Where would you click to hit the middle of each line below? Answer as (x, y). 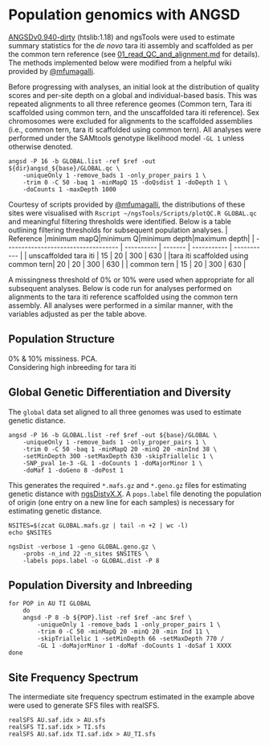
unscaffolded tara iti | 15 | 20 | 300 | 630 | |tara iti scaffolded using (139, 256)
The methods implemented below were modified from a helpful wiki (120, 63)
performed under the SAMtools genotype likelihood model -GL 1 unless (126, 137)
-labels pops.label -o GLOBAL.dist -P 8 (91, 560)
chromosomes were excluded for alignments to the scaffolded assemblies (130, 121)
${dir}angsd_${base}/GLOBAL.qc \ (64, 168)
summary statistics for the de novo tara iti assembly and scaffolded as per (131, 45)
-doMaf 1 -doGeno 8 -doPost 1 (73, 470)
